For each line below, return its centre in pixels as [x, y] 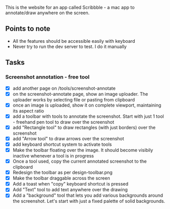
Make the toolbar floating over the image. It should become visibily [83, 150]
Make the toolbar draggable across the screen [61, 178]
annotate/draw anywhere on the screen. [47, 13]
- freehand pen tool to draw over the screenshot [63, 122]
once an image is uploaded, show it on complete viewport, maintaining [87, 105]
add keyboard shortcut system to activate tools [62, 144]
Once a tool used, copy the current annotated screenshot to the [80, 161]
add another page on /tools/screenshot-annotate [64, 88]
